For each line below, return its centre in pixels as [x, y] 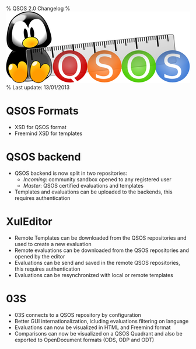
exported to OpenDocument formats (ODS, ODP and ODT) [84, 340]
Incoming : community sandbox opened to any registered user [97, 179]
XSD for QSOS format [41, 127]
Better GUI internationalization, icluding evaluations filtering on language [101, 321]
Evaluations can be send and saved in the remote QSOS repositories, [97, 262]
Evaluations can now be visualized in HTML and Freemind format [92, 327]
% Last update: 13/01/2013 [38, 87]
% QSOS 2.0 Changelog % [38, 8]
